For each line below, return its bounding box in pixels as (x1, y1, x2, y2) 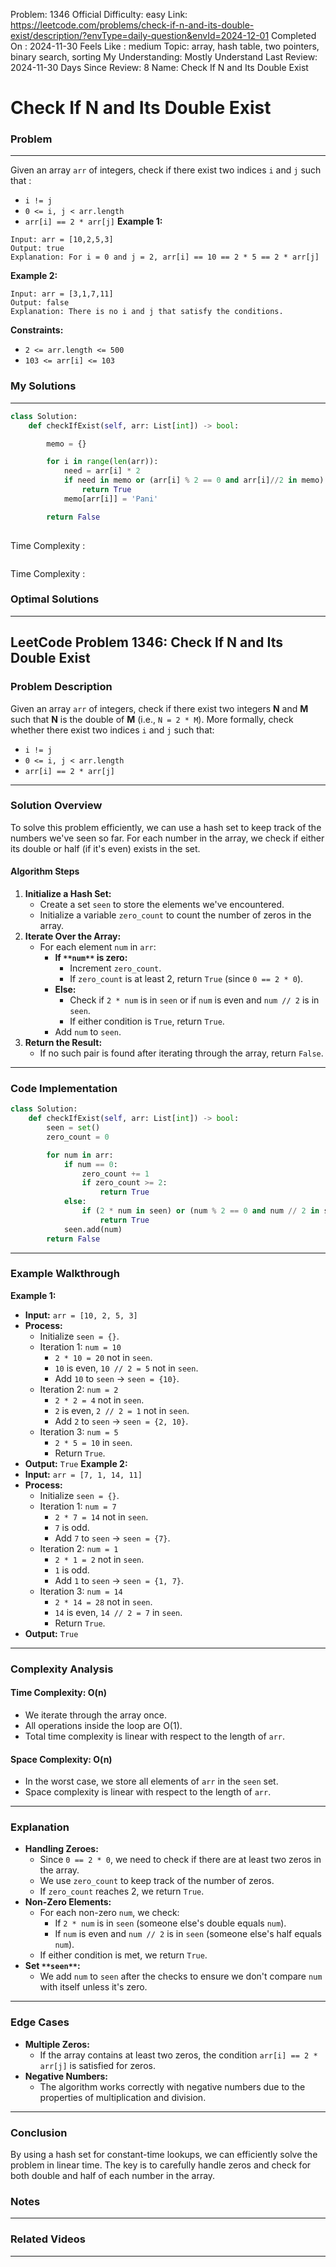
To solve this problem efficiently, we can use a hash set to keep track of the (10, 821, 322, 833)
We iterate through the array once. (24, 1709, 167, 1721)
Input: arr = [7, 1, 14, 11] (24, 1468, 143, 1480)
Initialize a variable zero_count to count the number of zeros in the (39, 909, 312, 921)
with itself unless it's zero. (39, 1981, 148, 1993)
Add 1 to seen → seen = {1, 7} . (54, 1574, 185, 1586)
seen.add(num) (63, 1224, 123, 1234)
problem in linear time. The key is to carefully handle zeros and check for (10, 2159, 312, 2171)
